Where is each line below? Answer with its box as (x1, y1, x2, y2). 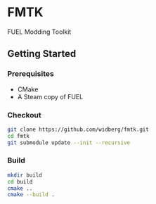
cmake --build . (7, 191, 55, 198)
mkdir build (7, 172, 42, 179)
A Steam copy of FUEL (17, 92, 84, 101)
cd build (7, 178, 33, 185)
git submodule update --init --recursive (7, 139, 131, 146)
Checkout (7, 110, 41, 120)
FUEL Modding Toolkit (7, 27, 72, 36)
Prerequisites (7, 69, 54, 79)
